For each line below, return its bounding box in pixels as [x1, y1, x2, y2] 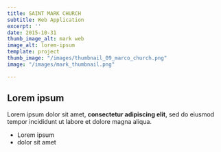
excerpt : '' [7, 23, 41, 29]
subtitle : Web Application [7, 16, 84, 23]
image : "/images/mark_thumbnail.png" [7, 61, 115, 68]
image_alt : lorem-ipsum [7, 42, 75, 49]
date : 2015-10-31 [7, 29, 57, 36]
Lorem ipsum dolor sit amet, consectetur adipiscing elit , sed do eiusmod [7, 110, 215, 118]
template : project [7, 49, 60, 55]
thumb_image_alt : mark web [7, 36, 84, 42]
